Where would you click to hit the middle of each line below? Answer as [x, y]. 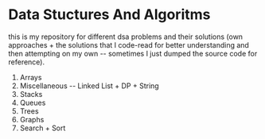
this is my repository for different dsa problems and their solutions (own [126, 37]
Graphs [32, 119]
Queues [33, 102]
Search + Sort [43, 128]
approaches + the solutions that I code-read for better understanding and [129, 44]
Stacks [31, 94]
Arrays [31, 77]
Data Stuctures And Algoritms [109, 15]
